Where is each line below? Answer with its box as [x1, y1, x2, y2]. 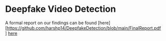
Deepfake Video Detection [5, 3, 116, 15]
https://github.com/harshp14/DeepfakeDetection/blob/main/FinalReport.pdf [6, 25, 162, 31]
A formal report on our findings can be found [5, 20, 97, 26]
